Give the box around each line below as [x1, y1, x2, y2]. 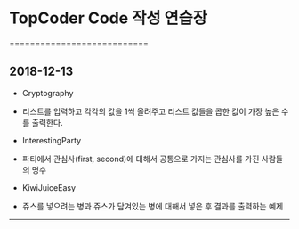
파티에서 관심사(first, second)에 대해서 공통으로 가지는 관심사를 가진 [21, 153, 260, 164]
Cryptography [21, 87, 74, 98]
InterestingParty [21, 135, 82, 145]
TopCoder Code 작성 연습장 [9, 8, 207, 29]
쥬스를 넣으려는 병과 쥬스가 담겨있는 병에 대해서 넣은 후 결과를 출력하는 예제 [21, 200, 284, 211]
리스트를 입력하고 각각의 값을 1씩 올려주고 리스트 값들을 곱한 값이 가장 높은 [21, 106, 279, 117]
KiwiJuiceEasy [21, 182, 77, 192]
